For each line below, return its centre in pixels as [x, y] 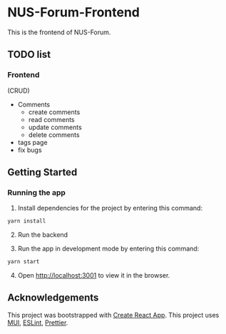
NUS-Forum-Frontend [74, 12]
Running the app [37, 192]
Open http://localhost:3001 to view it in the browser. [94, 275]
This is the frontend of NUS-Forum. [59, 32]
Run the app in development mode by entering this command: [108, 249]
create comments [54, 112]
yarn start [24, 262]
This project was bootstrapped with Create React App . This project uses [113, 315]
